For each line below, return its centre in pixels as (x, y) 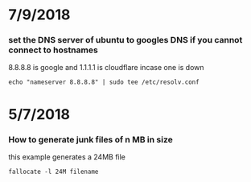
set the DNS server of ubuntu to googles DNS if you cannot (125, 40)
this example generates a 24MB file (67, 157)
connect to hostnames (53, 50)
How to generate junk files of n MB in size (91, 139)
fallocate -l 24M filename (53, 172)
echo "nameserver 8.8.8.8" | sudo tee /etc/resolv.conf (104, 82)
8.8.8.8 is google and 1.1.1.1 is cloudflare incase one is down (106, 68)
